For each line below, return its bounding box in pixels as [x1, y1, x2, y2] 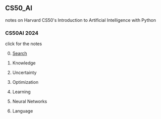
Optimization [12, 79, 39, 85]
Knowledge [12, 60, 36, 66]
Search [12, 51, 27, 57]
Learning [12, 89, 31, 95]
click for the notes [5, 41, 42, 47]
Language [12, 108, 33, 114]
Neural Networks [12, 99, 47, 105]
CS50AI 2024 [5, 29, 39, 36]
